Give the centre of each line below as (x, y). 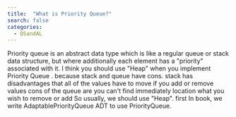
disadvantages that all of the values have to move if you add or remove (111, 84)
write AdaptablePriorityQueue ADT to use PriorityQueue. (89, 106)
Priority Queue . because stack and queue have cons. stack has (100, 76)
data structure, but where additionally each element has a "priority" (105, 61)
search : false (28, 20)
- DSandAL (28, 33)
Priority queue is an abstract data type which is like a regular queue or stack (118, 54)
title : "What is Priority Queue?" (60, 14)
